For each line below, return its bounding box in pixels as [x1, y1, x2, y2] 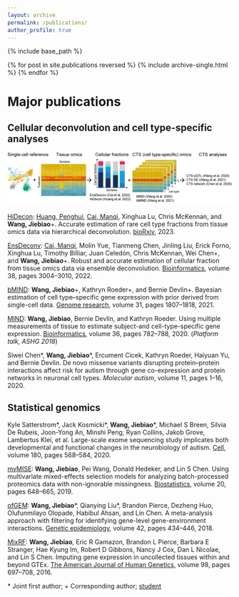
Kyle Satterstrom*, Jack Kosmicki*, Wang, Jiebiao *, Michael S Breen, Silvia [7, 421, 227, 429]
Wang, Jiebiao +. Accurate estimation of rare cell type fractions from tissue [7, 220, 228, 228]
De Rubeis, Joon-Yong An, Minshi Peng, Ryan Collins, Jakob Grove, [7, 428, 205, 437]
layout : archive [7, 11, 56, 19]
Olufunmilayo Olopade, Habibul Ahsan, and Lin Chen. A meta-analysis [7, 509, 213, 517]
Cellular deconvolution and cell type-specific [7, 121, 213, 133]
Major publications [7, 93, 121, 110]
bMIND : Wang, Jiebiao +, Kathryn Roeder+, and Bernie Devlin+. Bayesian [7, 285, 223, 294]
